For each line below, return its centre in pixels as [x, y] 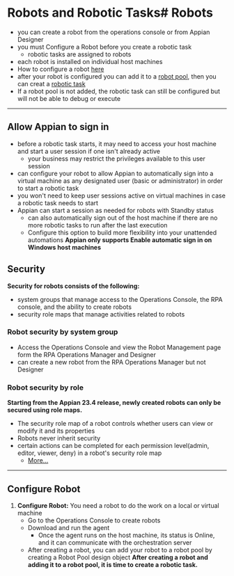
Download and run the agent [69, 527]
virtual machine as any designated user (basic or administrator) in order [120, 181]
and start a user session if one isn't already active [89, 151]
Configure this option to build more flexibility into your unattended [122, 232]
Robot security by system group [63, 332]
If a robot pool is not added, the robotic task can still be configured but [119, 91]
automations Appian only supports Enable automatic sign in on [120, 240]
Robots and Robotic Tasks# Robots [110, 13]
